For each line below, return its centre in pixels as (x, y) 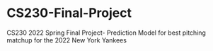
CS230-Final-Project (69, 13)
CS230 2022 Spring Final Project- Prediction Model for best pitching (106, 33)
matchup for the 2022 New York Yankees (67, 40)
